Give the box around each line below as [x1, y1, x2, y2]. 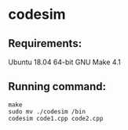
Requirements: [8, 37, 82, 50]
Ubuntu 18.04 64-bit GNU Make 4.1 [8, 57, 121, 67]
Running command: [8, 80, 107, 93]
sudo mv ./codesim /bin [8, 107, 86, 115]
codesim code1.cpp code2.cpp [8, 114, 104, 122]
